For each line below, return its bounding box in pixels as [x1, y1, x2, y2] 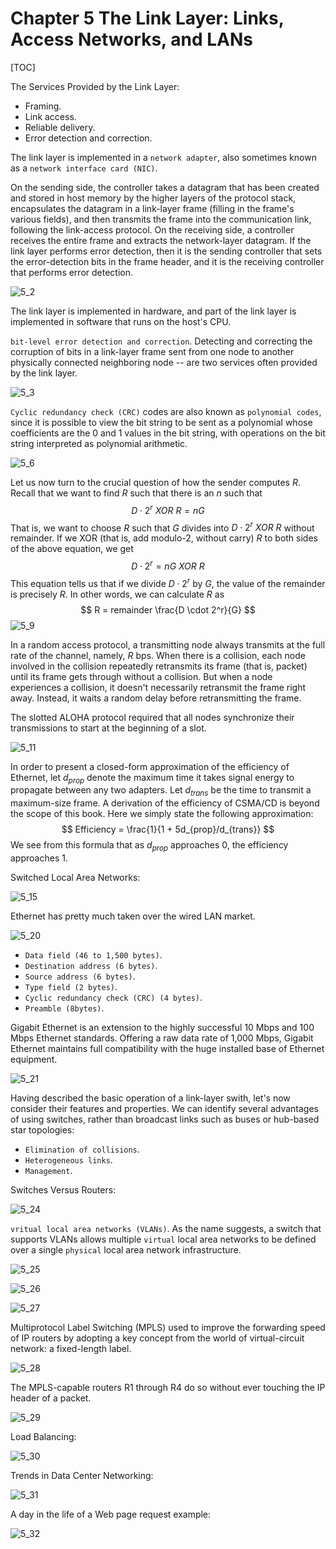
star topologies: [10, 1123, 75, 1136]
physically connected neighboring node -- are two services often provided [10, 356, 318, 368]
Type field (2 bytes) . [24, 980, 118, 992]
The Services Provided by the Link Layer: [10, 80, 180, 92]
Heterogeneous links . [24, 1153, 113, 1166]
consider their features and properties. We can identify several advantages [10, 1102, 320, 1114]
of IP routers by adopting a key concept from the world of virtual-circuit [10, 1332, 305, 1344]
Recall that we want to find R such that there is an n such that [10, 487, 263, 499]
